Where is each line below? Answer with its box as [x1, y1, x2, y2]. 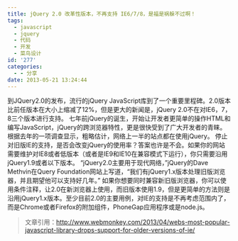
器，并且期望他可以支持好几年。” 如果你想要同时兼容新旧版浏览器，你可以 [7, 176, 221, 185]
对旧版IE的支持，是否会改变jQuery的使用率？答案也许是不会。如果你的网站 [7, 141, 226, 150]
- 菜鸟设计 [13, 50, 42, 57]
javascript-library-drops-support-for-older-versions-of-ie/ [24, 226, 195, 235]
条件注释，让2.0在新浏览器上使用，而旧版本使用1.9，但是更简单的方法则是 [13, 185, 231, 194]
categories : [7, 63, 43, 70]
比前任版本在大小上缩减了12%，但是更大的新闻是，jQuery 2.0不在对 [7, 106, 206, 114]
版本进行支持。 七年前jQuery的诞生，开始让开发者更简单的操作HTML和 [23, 114, 231, 123]
